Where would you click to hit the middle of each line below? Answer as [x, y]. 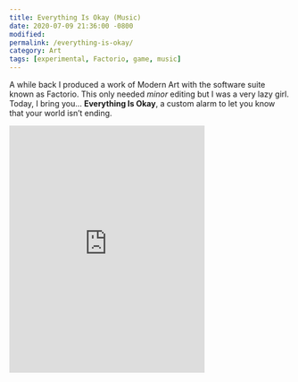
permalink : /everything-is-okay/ [71, 42]
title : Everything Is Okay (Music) [75, 17]
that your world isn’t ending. [61, 113]
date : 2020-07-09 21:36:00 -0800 [71, 26]
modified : [28, 34]
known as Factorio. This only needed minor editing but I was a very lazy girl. [149, 94]
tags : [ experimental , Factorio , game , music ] [95, 59]
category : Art [36, 51]
